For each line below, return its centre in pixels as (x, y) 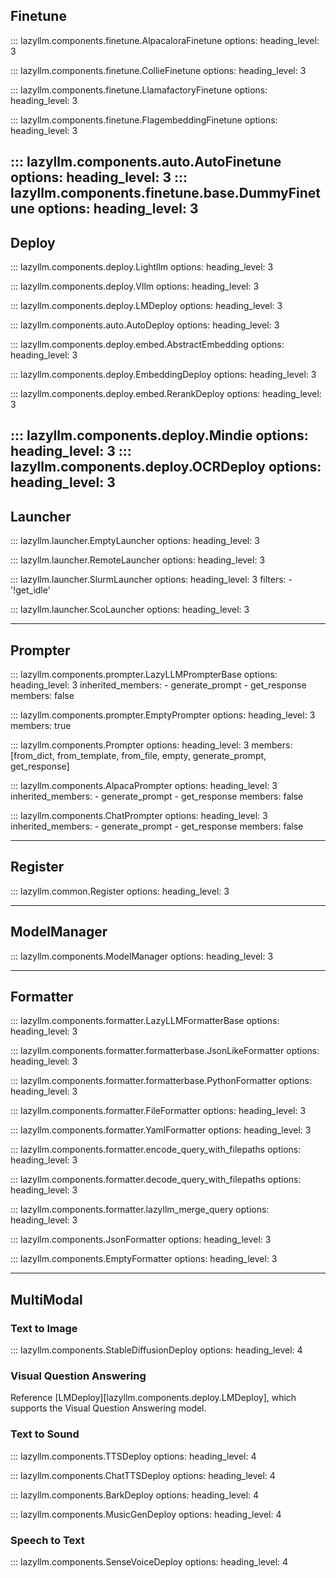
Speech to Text (47, 1540)
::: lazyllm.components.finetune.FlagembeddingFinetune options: (144, 120)
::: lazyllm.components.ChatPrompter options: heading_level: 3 (139, 816)
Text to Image (44, 1328)
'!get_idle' (30, 590)
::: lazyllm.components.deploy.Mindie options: (159, 435)
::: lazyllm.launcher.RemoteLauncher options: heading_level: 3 (138, 560)
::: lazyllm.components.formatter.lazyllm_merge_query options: (140, 1210)
